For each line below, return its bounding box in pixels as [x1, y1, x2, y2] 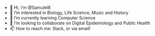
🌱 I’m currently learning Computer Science [9, 15, 96, 20]
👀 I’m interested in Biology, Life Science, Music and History [9, 10, 129, 16]
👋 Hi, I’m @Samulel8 [9, 5, 51, 10]
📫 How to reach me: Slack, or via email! [9, 26, 90, 31]
